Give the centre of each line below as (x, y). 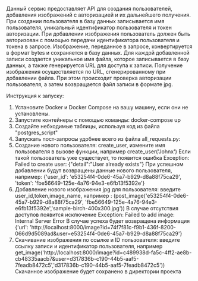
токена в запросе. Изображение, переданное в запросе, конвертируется (99, 46)
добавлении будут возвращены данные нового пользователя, (93, 171)
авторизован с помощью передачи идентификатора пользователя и (93, 40)
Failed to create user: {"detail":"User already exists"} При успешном (99, 164)
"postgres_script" (36, 132)
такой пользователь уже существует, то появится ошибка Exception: (102, 158)
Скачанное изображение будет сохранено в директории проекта (98, 271)
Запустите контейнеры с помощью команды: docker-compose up (98, 120)
